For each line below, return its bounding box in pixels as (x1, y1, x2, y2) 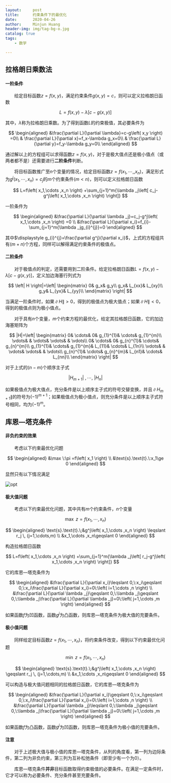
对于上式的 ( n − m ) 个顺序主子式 (5, 364, 70, 370)
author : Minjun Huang (5, 21, 60, 27)
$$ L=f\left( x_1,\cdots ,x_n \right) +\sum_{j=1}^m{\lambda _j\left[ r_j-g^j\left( (6, 554, 165, 560)
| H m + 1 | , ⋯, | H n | (68, 374, 103, 382)
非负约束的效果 (5, 433, 37, 439)
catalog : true (5, 31, 36, 36)
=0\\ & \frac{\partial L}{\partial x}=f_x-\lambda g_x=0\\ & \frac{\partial (10, 136, 156, 142)
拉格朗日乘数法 (5, 65, 52, 74)
